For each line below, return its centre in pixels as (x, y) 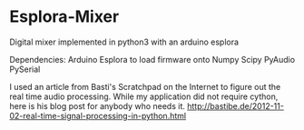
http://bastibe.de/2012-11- (235, 105)
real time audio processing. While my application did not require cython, (144, 96)
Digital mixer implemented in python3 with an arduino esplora (124, 42)
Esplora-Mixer (64, 17)
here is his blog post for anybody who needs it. (98, 105)
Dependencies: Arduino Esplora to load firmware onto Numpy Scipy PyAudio (152, 59)
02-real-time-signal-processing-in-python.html (98, 115)
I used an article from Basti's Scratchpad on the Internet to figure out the (145, 86)
